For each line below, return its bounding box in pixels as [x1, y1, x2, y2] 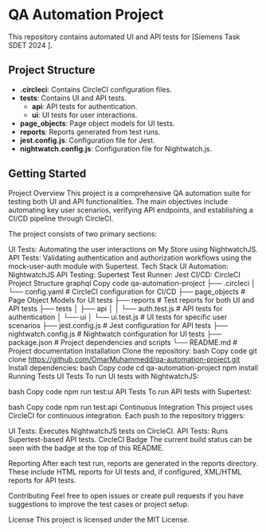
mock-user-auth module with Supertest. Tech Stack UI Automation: [8, 261, 229, 271]
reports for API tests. [8, 475, 76, 485]
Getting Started [8, 167, 87, 181]
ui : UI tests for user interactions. [31, 110, 138, 119]
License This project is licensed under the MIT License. [8, 514, 190, 524]
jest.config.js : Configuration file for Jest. [19, 135, 155, 145]
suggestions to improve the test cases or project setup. [8, 499, 190, 509]
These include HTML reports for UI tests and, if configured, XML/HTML [8, 467, 242, 476]
